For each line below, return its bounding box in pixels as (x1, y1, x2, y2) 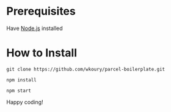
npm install (6, 77, 37, 83)
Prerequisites (6, 4, 76, 18)
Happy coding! (6, 98, 44, 105)
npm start (6, 88, 32, 94)
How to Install (6, 46, 78, 60)
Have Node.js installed (6, 24, 63, 32)
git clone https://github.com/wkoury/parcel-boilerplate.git (6, 66, 166, 72)
